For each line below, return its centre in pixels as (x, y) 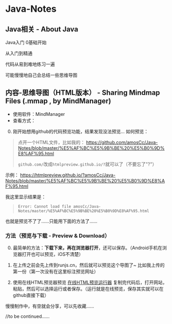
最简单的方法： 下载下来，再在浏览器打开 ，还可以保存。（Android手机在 (88, 248)
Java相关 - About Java (42, 29)
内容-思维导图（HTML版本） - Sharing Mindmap (83, 93)
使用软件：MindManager (39, 114)
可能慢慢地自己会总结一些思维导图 (41, 75)
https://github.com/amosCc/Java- (122, 142)
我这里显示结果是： (26, 197)
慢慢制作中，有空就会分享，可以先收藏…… (50, 306)
